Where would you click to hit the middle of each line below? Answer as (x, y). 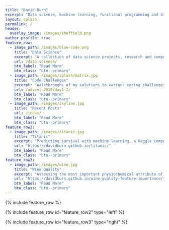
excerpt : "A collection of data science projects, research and (83, 57)
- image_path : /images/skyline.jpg (47, 104)
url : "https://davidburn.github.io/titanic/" (63, 146)
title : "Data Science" (38, 52)
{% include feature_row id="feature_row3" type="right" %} (67, 222)
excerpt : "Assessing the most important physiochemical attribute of (89, 174)
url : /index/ (28, 113)
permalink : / (19, 24)
